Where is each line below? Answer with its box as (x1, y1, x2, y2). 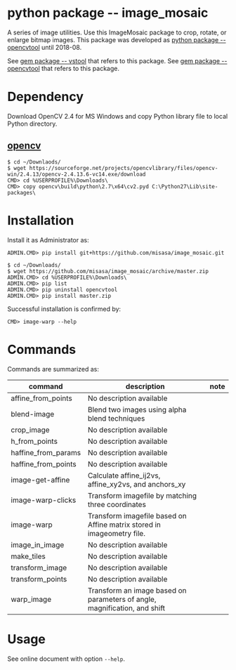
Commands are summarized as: (7, 364, 100, 373)
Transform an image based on (87, 585, 188, 595)
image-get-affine (11, 475, 70, 485)
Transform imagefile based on (87, 511, 188, 520)
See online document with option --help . (7, 655, 125, 663)
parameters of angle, (87, 594, 157, 604)
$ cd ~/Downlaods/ (7, 158, 61, 166)
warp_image (11, 594, 51, 604)
